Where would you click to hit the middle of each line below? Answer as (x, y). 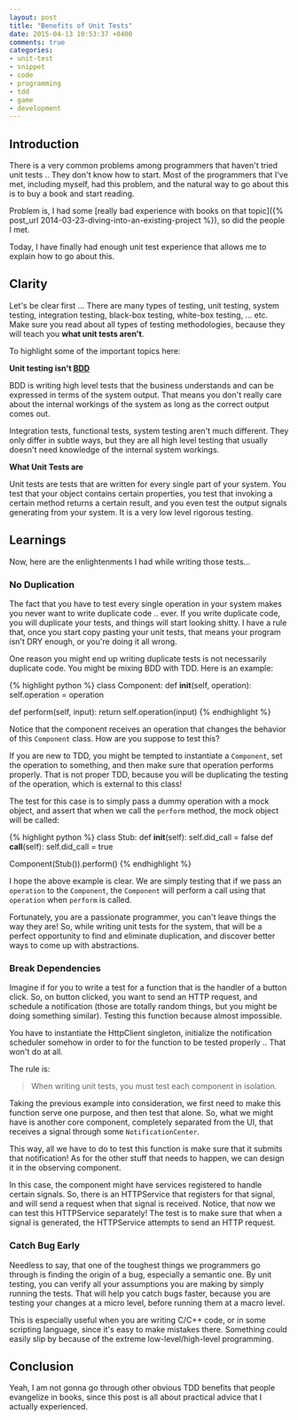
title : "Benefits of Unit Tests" (71, 26)
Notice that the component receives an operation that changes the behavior (148, 729)
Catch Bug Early (45, 1245)
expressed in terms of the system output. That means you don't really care (145, 395)
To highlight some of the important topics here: (95, 350)
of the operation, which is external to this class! (96, 784)
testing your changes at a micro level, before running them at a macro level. (147, 1302)
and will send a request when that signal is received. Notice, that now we (142, 1204)
